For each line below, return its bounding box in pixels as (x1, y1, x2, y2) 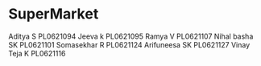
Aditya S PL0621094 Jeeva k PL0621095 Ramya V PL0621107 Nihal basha (8, 31, 254, 41)
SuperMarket (8, 5, 99, 23)
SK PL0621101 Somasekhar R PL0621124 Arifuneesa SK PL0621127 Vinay (8, 39, 251, 49)
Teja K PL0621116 (8, 48, 66, 58)
